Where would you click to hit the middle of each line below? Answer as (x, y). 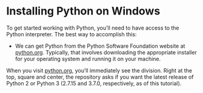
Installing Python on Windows (83, 11)
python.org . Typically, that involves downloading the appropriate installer (106, 52)
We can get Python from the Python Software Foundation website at (100, 46)
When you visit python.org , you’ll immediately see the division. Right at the (99, 70)
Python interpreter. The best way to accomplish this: (72, 34)
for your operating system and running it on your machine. (88, 59)
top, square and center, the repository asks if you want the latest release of (100, 77)
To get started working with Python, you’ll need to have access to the (93, 28)
